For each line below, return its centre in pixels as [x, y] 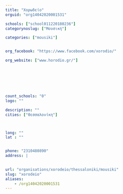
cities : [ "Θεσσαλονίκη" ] [31, 114]
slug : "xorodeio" [24, 174]
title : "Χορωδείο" [25, 10]
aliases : [14, 179]
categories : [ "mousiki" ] [31, 38]
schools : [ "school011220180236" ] [40, 24]
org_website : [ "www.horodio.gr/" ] [42, 61]
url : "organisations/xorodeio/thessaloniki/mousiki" [62, 169]
